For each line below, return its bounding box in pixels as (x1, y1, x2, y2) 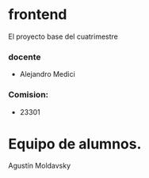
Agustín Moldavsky (8, 161, 71, 171)
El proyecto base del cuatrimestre (8, 32, 119, 41)
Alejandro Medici (19, 70, 75, 79)
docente (8, 51, 41, 62)
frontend (8, 6, 67, 24)
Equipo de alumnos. (8, 134, 142, 153)
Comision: (8, 89, 49, 100)
